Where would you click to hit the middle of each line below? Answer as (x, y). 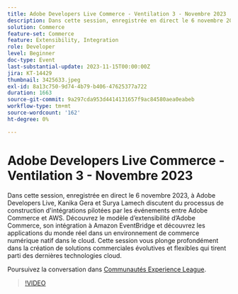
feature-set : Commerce (41, 34)
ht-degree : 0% (28, 119)
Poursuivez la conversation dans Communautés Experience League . (107, 269)
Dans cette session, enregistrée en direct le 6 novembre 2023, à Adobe (112, 195)
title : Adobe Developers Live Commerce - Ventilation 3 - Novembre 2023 (117, 14)
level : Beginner (31, 54)
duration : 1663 (30, 93)
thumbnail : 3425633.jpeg (44, 80)
